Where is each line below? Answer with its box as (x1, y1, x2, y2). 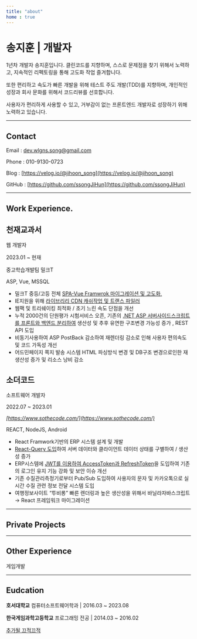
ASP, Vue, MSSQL (6, 278, 50, 285)
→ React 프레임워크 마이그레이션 (14, 497, 90, 504)
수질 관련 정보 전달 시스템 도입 (25, 482, 95, 490)
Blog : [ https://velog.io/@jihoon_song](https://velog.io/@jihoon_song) (6, 169, 174, 176)
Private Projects (6, 519, 66, 529)
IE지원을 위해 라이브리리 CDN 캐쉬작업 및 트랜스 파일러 (14, 297, 140, 305)
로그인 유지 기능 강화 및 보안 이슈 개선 (21, 467, 107, 475)
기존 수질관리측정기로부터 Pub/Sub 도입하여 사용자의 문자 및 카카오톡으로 (14, 475, 183, 482)
